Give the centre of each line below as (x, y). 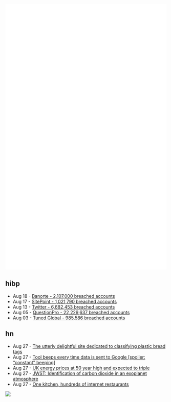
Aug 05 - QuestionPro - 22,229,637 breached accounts (71, 312)
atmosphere (25, 379)
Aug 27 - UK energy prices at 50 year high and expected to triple (81, 368)
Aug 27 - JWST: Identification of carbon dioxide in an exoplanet (80, 373)
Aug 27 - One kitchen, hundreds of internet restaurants (71, 384)
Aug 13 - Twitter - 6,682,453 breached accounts (64, 307)
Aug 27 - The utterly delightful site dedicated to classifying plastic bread (89, 346)
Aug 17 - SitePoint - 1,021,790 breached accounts (65, 301)
